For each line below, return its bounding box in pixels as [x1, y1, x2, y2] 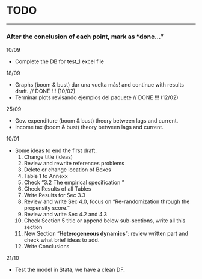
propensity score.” [23, 204, 70, 212]
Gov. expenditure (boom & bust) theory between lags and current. [14, 117, 179, 124]
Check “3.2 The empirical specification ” [23, 179, 124, 186]
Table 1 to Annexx [23, 173, 68, 180]
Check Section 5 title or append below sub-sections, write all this [23, 217, 186, 224]
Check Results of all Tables [23, 185, 91, 192]
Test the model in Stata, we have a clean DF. [14, 266, 125, 274]
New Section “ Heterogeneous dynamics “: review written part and [23, 230, 188, 238]
